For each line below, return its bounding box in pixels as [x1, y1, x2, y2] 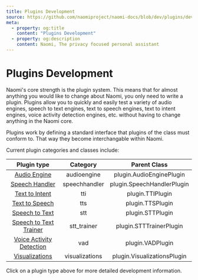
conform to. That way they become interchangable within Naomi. [6, 135, 164, 142]
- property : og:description [11, 36, 81, 42]
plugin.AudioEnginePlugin [114, 170, 186, 178]
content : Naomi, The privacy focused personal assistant [16, 42, 160, 48]
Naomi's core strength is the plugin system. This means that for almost [6, 86, 178, 93]
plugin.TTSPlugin [126, 199, 173, 207]
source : [6, 14, 25, 20]
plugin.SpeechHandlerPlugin [110, 180, 189, 188]
